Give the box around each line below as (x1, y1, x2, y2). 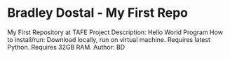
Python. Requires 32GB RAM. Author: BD (7, 43, 125, 51)
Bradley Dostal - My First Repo (7, 5, 188, 21)
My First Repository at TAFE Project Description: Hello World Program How (7, 28, 223, 36)
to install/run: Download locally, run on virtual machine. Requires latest (7, 35, 210, 43)
